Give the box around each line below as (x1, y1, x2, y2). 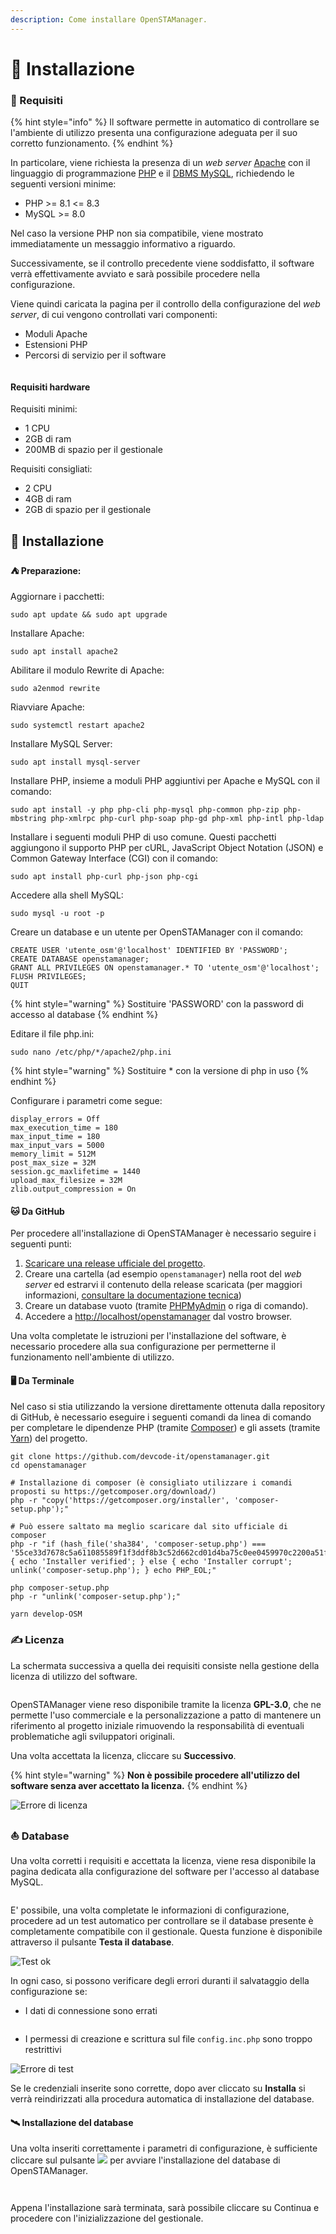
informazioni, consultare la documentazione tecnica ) (24, 1289, 242, 1301)
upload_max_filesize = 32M (10, 1175, 123, 1185)
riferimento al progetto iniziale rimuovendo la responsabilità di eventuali (10, 1719, 305, 1731)
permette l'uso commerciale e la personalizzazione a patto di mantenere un (10, 1709, 322, 1721)
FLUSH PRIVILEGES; (10, 971, 87, 981)
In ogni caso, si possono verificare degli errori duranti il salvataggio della (10, 1974, 310, 1986)
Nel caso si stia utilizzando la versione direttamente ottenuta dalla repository (10, 1401, 326, 1413)
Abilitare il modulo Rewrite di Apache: (10, 664, 165, 676)
